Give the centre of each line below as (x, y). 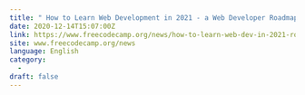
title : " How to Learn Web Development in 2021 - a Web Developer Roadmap (154, 18)
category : (28, 60)
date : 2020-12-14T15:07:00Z (63, 26)
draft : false (34, 77)
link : (20, 34)
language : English (44, 52)
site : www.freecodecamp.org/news (73, 43)
